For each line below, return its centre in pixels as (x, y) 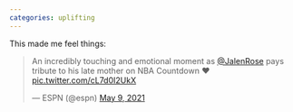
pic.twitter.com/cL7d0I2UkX (84, 80)
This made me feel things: (58, 43)
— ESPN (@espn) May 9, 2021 (88, 98)
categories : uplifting (52, 18)
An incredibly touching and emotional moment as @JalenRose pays (157, 61)
